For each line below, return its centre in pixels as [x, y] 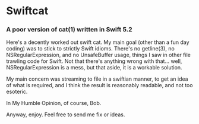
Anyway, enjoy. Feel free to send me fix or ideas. [66, 115]
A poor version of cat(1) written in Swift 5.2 [69, 30]
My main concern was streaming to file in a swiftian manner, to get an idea [97, 79]
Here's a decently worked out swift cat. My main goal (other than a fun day [98, 42]
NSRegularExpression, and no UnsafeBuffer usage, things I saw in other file [99, 55]
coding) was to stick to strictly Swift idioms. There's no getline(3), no [91, 49]
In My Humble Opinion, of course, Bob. [54, 103]
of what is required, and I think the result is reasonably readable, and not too [99, 85]
